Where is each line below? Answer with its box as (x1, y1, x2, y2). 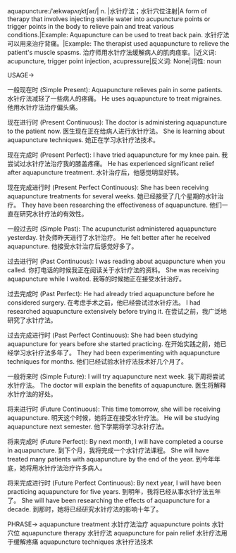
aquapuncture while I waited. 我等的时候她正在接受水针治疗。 (7, 274, 185, 283)
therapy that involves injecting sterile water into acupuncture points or (7, 15, 211, 23)
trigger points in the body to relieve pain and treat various (7, 23, 175, 30)
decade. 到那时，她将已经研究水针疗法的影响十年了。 (7, 505, 163, 513)
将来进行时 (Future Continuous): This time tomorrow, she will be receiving (7, 405, 221, 413)
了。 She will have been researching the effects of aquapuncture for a (7, 496, 210, 504)
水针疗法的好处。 (7, 390, 57, 398)
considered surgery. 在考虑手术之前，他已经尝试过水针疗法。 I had (7, 298, 201, 307)
